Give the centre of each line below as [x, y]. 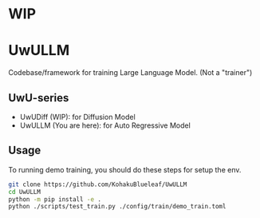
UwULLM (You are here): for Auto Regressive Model [105, 125]
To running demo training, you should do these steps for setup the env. [125, 169]
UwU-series [39, 98]
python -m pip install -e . [55, 199]
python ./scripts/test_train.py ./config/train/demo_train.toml [117, 207]
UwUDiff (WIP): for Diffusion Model [77, 117]
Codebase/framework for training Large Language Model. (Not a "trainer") [130, 73]
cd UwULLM [25, 192]
